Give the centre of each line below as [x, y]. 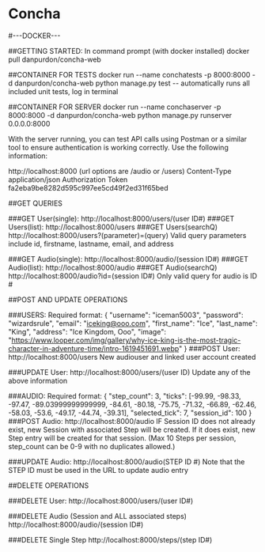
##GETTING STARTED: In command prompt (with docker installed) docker [129, 51]
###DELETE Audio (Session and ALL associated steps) [98, 516]
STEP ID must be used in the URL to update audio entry [98, 470]
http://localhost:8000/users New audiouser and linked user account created [132, 357]
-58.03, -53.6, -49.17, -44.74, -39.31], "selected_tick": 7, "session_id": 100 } [130, 413]
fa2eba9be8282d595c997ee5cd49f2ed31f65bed [88, 187]
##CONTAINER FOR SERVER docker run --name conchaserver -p [115, 107]
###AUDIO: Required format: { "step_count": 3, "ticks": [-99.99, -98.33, [125, 395]
